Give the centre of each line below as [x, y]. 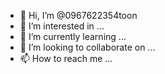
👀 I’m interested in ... [62, 26]
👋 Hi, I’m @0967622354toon [78, 15]
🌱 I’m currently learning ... [73, 36]
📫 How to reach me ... [66, 58]
